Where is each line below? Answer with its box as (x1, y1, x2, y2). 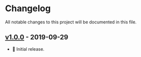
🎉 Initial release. (12, 46, 45, 52)
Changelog (5, 3, 51, 14)
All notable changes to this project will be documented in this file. (5, 19, 137, 25)
